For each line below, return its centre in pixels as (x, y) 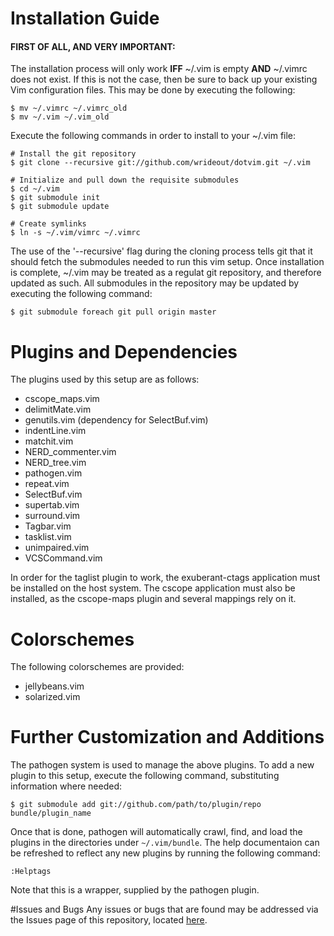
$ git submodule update (60, 207)
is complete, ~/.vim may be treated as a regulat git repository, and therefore (166, 273)
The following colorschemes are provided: (97, 667)
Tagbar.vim (48, 526)
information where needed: (66, 786)
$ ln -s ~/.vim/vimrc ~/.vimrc (75, 233)
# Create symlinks (48, 224)
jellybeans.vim (54, 686)
